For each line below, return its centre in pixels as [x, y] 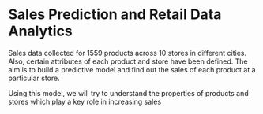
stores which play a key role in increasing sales [85, 101]
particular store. [34, 78]
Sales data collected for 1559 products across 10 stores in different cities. [128, 53]
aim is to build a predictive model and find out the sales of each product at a [132, 69]
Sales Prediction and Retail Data [115, 15]
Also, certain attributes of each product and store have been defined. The [128, 61]
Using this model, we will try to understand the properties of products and [128, 93]
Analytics [40, 31]
